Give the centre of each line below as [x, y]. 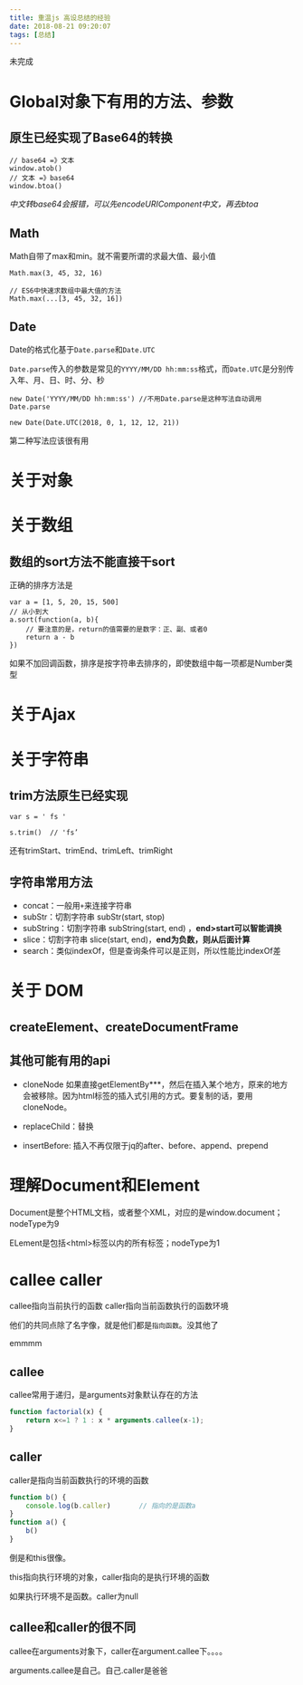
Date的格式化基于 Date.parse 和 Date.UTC [82, 349]
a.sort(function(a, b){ [54, 620]
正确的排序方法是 [41, 585]
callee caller [56, 1280]
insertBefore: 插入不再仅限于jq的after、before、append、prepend [145, 1145]
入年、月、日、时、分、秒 [57, 380]
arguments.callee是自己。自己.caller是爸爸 [89, 1670]
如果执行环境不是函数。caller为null [74, 1596]
